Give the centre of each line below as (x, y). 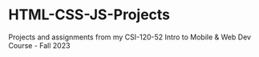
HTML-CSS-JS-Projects (89, 15)
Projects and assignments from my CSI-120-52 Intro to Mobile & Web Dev (129, 37)
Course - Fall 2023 (39, 45)
